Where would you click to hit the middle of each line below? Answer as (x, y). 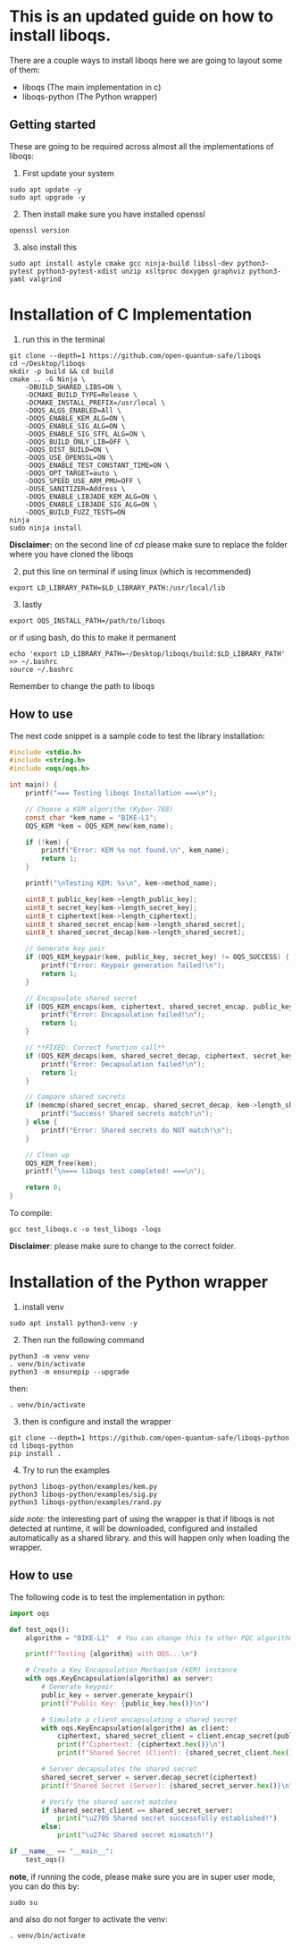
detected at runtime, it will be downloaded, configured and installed (133, 1528)
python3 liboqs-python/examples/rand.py (86, 1502)
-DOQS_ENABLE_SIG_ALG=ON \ (75, 426)
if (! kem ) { (47, 842)
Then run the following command (83, 1340)
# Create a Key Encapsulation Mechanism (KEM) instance (132, 1671)
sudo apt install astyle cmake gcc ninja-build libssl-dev (121, 263)
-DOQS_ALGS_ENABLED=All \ (74, 410)
